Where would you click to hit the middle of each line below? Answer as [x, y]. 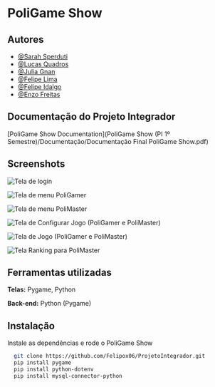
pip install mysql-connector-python [68, 376]
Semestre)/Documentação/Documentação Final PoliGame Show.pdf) [108, 141]
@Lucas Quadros [43, 64]
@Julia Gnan [36, 72]
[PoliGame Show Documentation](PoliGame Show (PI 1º [89, 134]
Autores [26, 40]
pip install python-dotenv [54, 369]
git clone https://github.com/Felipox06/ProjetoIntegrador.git [109, 356]
